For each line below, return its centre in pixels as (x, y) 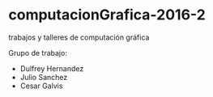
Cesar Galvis (41, 86)
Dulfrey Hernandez (52, 68)
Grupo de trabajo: (38, 53)
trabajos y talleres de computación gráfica (79, 37)
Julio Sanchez (44, 77)
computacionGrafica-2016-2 (107, 15)
